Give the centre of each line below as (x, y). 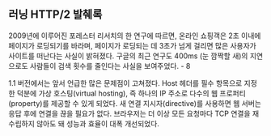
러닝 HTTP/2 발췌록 (55, 15)
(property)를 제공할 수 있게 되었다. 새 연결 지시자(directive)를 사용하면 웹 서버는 (135, 103)
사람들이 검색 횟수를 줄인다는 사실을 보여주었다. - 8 (110, 66)
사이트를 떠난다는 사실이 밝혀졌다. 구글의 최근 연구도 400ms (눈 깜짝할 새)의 (128, 56)
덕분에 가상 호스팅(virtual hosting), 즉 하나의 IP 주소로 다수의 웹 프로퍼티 (131, 93)
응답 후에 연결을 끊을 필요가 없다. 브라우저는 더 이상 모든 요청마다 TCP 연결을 (129, 113)
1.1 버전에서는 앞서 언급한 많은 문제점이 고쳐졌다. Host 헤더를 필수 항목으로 (125, 83)
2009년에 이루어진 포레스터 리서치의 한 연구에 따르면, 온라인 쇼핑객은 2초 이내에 (135, 36)
